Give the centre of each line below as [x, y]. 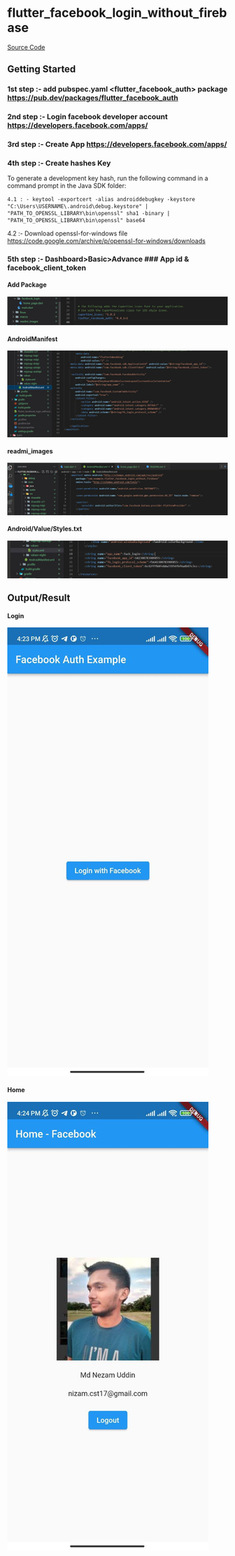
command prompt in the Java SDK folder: [67, 186]
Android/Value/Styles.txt [45, 529]
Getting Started [42, 69]
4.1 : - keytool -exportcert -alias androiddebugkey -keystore [101, 200]
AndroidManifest [33, 339]
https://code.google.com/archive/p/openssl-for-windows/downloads [107, 241]
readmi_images [30, 451]
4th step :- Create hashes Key [59, 163]
